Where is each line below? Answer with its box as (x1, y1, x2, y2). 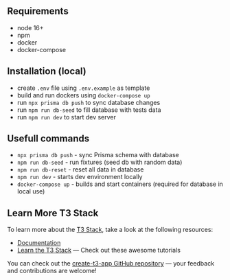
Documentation (16, 239, 61, 247)
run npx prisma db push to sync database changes (16, 98, 161, 106)
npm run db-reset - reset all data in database (16, 165, 144, 174)
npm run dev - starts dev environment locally (16, 173, 143, 181)
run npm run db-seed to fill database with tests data (16, 106, 161, 114)
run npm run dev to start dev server (16, 113, 117, 121)
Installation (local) (7, 65, 87, 78)
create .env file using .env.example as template (16, 84, 150, 92)
